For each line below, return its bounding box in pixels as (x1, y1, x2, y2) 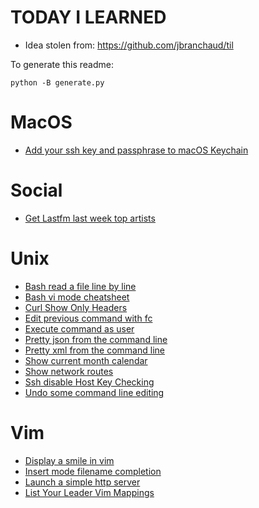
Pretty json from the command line (24, 333, 168, 345)
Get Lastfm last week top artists (24, 212, 156, 224)
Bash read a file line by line (24, 280, 137, 292)
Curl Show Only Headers (24, 301, 128, 313)
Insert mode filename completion (24, 465, 162, 477)
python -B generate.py (10, 77, 105, 88)
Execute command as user (24, 322, 135, 335)
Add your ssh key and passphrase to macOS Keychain (24, 144, 249, 156)
